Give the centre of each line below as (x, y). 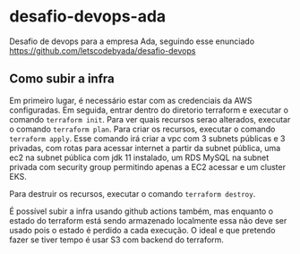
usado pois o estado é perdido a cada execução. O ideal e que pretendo (142, 230)
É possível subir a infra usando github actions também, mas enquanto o (141, 211)
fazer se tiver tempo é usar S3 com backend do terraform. (116, 240)
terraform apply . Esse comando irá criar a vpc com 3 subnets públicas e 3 (147, 138)
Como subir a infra (62, 79)
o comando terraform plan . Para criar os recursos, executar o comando (142, 129)
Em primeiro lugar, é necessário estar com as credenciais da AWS (131, 100)
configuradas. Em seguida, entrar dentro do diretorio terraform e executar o (149, 110)
